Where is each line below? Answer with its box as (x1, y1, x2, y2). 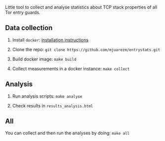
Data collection (5, 24, 53, 32)
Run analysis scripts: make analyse (12, 93, 82, 99)
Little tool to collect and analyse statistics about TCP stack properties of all (5, 4, 157, 10)
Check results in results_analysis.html (12, 102, 93, 108)
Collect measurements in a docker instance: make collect (12, 65, 130, 71)
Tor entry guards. (5, 9, 41, 15)
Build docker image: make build (12, 56, 77, 62)
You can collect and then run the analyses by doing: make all (5, 130, 130, 136)
